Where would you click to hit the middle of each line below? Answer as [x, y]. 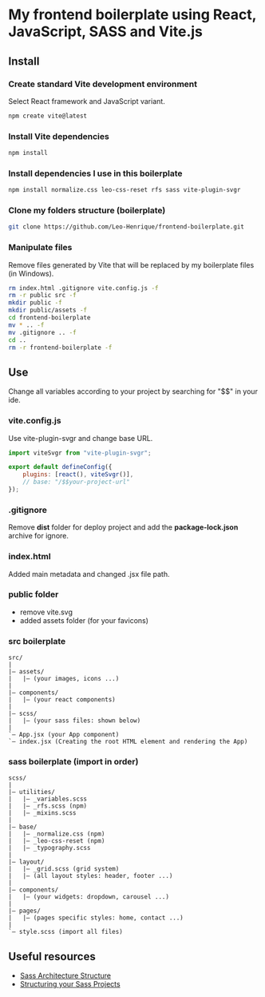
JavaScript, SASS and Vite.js [106, 32]
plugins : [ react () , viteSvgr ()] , [78, 475]
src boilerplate [37, 641]
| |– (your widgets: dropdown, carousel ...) [89, 897]
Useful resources [52, 956]
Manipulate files [40, 248]
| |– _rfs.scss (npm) [48, 806]
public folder [34, 594]
